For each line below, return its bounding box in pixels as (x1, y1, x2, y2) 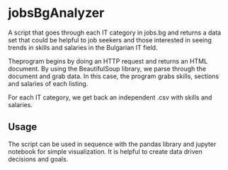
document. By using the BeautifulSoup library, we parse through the (8, 64, 207, 73)
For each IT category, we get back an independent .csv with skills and (8, 93, 212, 102)
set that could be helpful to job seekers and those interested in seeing (8, 35, 212, 44)
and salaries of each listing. (8, 79, 89, 87)
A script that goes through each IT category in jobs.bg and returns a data (8, 28, 222, 37)
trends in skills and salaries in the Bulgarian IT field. (8, 43, 158, 51)
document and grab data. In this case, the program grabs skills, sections (8, 72, 219, 80)
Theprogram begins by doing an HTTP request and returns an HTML (8, 56, 208, 65)
